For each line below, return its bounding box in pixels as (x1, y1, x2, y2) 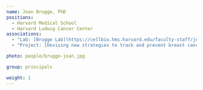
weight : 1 (6, 74, 31, 81)
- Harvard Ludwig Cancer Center (11, 25, 94, 32)
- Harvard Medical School (11, 20, 77, 26)
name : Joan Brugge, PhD (6, 8, 66, 15)
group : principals (6, 64, 53, 70)
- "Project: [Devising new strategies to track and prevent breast (11, 43, 185, 49)
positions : (6, 14, 34, 20)
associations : (6, 31, 42, 37)
